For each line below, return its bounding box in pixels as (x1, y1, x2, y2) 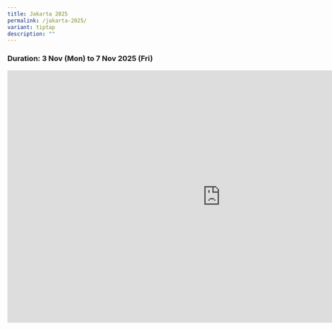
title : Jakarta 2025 (7, 10, 69, 18)
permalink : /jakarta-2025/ (7, 17, 87, 24)
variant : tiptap (7, 23, 55, 31)
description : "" (7, 30, 55, 38)
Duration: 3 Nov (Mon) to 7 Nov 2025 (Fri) (7, 54, 154, 64)
